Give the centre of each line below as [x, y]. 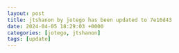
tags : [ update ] [29, 39]
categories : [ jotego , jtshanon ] [54, 33]
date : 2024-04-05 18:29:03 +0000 [56, 26]
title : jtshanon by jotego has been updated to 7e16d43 [89, 20]
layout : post [26, 13]
